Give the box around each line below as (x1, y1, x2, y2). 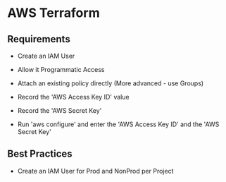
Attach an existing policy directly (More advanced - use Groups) (17, 79, 204, 87)
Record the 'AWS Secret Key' (17, 107, 102, 114)
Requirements (7, 33, 70, 45)
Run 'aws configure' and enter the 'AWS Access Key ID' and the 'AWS (17, 120, 220, 128)
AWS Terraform (7, 5, 100, 21)
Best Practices (7, 148, 73, 160)
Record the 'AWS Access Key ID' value (17, 93, 130, 101)
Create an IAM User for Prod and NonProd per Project (17, 166, 174, 175)
